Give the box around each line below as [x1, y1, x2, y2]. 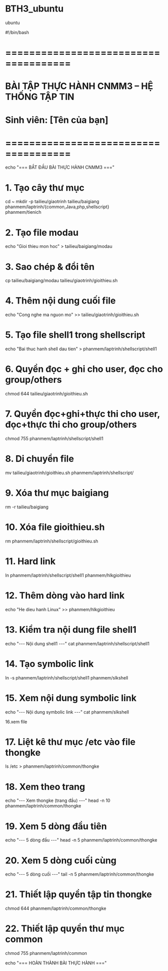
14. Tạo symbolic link [5, 658, 94, 669]
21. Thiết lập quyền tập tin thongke [5, 889, 152, 900]
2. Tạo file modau [5, 227, 79, 238]
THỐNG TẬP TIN [5, 91, 74, 103]
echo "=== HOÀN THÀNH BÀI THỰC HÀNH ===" [5, 960, 107, 966]
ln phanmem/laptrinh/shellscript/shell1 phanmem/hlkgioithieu [5, 572, 131, 578]
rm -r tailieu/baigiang [5, 504, 49, 510]
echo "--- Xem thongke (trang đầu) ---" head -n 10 [5, 797, 110, 803]
